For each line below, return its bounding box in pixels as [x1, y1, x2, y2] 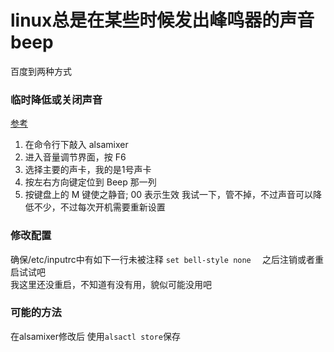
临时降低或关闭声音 [10, 92, 103, 106]
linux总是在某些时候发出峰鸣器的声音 [10, 9, 315, 32]
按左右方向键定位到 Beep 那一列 [24, 176, 157, 188]
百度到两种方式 [10, 65, 72, 77]
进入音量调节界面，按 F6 [24, 151, 127, 163]
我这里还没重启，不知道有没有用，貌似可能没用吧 [10, 278, 212, 290]
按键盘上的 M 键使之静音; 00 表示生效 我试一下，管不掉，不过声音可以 [24, 189, 314, 201]
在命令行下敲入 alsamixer [24, 139, 129, 151]
